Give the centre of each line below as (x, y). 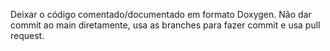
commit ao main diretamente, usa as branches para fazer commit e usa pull (165, 25)
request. (27, 35)
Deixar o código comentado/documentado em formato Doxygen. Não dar (161, 14)
